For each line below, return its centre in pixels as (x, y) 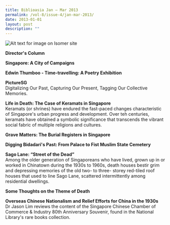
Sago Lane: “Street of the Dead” (40, 154)
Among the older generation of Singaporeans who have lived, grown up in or (85, 160)
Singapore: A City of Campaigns (40, 63)
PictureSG (16, 83)
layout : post (19, 24)
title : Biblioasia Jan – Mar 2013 (42, 10)
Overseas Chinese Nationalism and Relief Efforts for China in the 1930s (82, 201)
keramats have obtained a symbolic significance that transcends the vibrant (84, 119)
